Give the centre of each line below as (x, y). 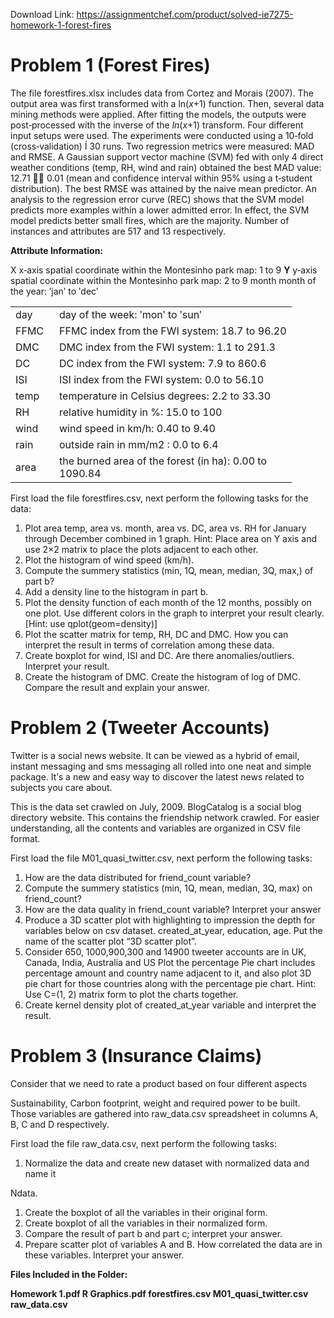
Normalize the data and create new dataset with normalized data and (167, 1163)
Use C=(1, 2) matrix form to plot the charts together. (131, 994)
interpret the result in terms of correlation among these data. (149, 645)
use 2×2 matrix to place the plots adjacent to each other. (141, 549)
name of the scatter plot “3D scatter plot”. (110, 941)
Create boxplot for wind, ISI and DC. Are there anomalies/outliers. (159, 655)
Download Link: (42, 14)
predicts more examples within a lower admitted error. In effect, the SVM (160, 210)
